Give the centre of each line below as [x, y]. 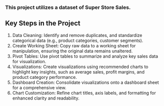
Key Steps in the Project [43, 23]
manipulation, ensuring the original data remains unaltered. [72, 51]
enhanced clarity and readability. [46, 98]
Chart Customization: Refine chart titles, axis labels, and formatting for [84, 93]
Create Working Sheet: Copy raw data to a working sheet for [74, 45]
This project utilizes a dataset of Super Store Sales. [68, 7]
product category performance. [45, 77]
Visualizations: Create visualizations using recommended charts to [80, 67]
